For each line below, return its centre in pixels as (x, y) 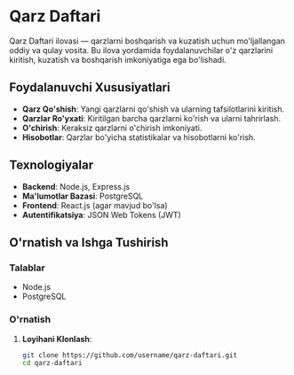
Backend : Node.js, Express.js (76, 186)
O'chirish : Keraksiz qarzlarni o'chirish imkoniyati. (112, 128)
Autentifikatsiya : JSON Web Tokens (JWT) (102, 215)
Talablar (28, 268)
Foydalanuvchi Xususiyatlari (90, 87)
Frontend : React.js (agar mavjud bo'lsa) (95, 205)
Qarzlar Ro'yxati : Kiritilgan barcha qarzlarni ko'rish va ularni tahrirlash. (151, 118)
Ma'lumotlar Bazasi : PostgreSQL (83, 196)
